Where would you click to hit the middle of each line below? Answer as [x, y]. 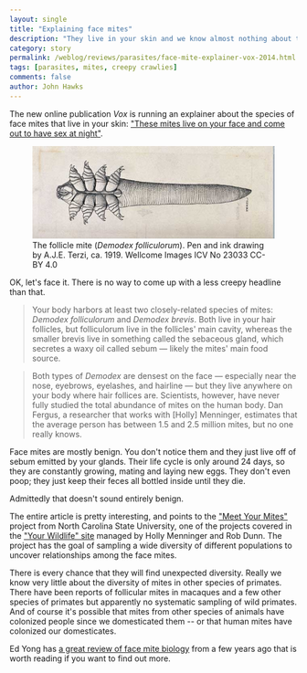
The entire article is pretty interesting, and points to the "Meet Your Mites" [148, 516]
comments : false [40, 78]
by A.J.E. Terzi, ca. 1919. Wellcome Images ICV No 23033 [140, 255]
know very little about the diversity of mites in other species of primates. [146, 582]
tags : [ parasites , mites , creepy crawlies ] [94, 68]
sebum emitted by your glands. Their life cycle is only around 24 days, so [147, 461]
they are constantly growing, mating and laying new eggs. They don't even [150, 471]
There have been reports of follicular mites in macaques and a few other [145, 592]
